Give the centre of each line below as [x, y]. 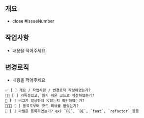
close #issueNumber [33, 21]
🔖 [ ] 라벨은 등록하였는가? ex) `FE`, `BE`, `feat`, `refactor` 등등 [72, 111]
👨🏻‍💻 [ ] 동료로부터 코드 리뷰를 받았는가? [42, 106]
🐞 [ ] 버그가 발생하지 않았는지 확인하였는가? [45, 101]
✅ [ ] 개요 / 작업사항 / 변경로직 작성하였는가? [48, 90]
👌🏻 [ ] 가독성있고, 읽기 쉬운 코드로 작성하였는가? [50, 96]
